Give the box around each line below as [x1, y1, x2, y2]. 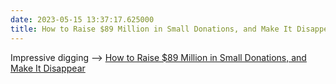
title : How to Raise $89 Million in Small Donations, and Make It [10, 24, 293, 34]
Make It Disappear [10, 62, 86, 74]
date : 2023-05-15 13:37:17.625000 [10, 14, 155, 25]
